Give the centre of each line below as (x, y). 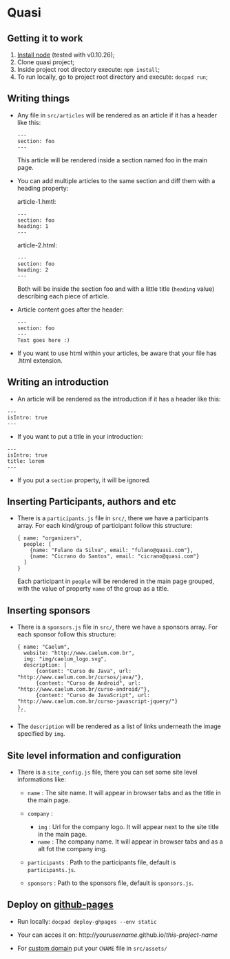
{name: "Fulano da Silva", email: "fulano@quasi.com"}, (112, 551)
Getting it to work (45, 38)
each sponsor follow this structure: (66, 634)
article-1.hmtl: (36, 201)
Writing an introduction (58, 382)
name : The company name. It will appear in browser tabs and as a (130, 842)
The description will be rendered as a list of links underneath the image (119, 726)
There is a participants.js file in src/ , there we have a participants (113, 518)
